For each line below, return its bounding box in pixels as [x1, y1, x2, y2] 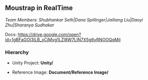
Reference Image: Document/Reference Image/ [12, 69, 109, 75]
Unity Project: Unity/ [12, 60, 53, 66]
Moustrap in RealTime [5, 4, 73, 12]
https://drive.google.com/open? [17, 31, 82, 37]
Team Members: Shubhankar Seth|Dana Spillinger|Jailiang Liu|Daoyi [5, 17, 143, 22]
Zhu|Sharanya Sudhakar [5, 22, 54, 28]
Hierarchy [5, 49, 29, 56]
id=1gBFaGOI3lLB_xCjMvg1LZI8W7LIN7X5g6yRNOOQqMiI [5, 37, 121, 42]
